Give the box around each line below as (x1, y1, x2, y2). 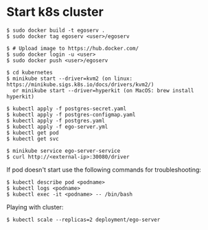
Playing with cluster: (6, 202, 64, 211)
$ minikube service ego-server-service (6, 147, 121, 154)
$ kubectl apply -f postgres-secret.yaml (6, 105, 127, 112)
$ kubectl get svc (6, 135, 59, 142)
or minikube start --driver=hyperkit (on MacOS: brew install (12, 87, 194, 94)
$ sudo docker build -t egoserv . (6, 27, 106, 34)
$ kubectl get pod (6, 129, 59, 136)
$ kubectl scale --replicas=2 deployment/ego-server (6, 216, 161, 223)
